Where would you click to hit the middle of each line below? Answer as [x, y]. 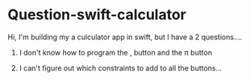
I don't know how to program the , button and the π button [116, 52]
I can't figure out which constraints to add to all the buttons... [121, 68]
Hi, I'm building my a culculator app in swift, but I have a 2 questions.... [125, 37]
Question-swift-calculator [97, 15]
